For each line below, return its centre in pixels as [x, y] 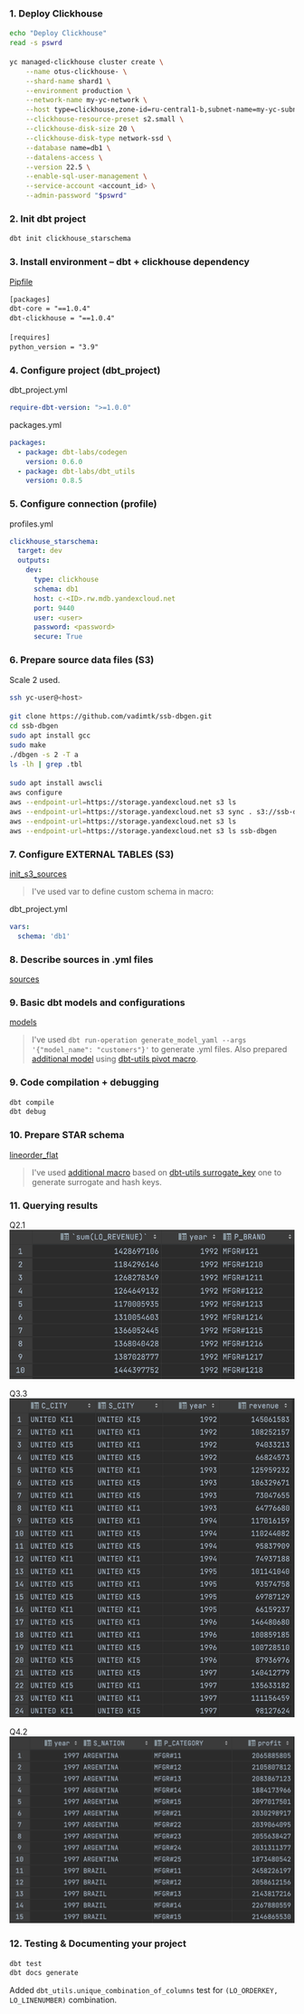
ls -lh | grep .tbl [46, 764]
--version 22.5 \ [58, 167]
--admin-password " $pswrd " [76, 196]
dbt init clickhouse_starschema [70, 239]
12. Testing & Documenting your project [98, 1943]
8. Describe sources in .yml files [81, 959]
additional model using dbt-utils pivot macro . [115, 1059]
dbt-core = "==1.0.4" [50, 309]
